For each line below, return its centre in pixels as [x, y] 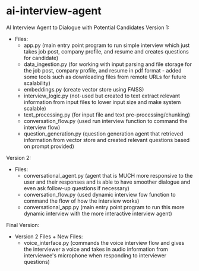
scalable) [35, 108]
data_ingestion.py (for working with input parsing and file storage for [108, 64]
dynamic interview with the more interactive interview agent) [98, 213]
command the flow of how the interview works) [81, 201]
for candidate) [41, 58]
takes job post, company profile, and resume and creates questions [106, 51]
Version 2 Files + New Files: [49, 237]
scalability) [37, 83]
